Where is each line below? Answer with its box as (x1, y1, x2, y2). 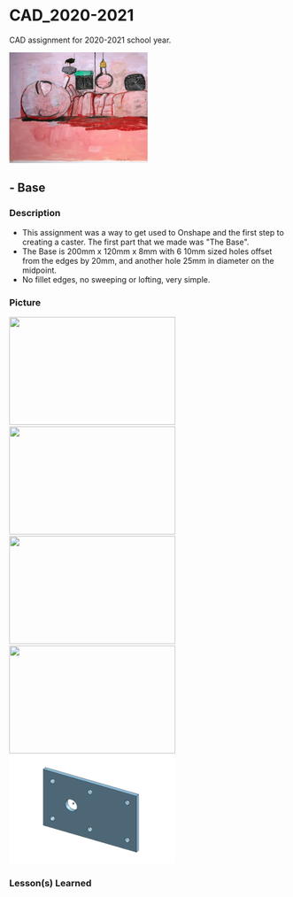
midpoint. (21, 265, 58, 275)
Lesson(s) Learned (9, 877, 92, 889)
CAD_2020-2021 (9, 5, 135, 26)
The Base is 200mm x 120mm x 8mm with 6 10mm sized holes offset (21, 245, 273, 257)
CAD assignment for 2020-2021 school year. (9, 35, 172, 45)
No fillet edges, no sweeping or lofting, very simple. (21, 274, 211, 284)
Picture (9, 296, 42, 308)
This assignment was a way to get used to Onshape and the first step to (21, 227, 285, 237)
